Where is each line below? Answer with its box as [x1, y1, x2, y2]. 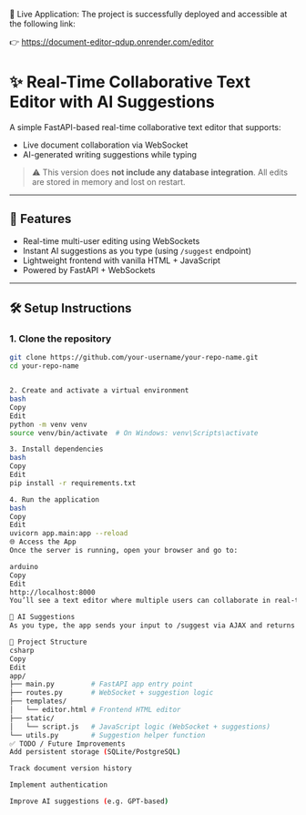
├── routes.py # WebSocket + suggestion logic [9, 688, 214, 698]
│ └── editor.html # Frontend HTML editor [9, 706, 181, 715]
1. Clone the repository [9, 332, 112, 345]
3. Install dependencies [9, 444, 104, 454]
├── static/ [9, 713, 55, 723]
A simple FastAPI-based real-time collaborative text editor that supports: [9, 121, 281, 132]
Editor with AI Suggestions [9, 92, 216, 113]
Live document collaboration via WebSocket [22, 139, 189, 150]
